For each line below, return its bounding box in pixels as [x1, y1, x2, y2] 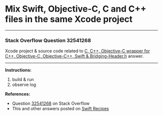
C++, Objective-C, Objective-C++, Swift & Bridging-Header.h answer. [5, 53, 144, 59]
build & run [12, 77, 34, 83]
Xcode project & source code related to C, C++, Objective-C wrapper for [5, 48, 150, 54]
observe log [12, 82, 36, 88]
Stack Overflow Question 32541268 [5, 37, 91, 44]
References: [5, 91, 31, 97]
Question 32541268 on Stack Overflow [12, 100, 90, 106]
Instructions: [5, 67, 32, 73]
